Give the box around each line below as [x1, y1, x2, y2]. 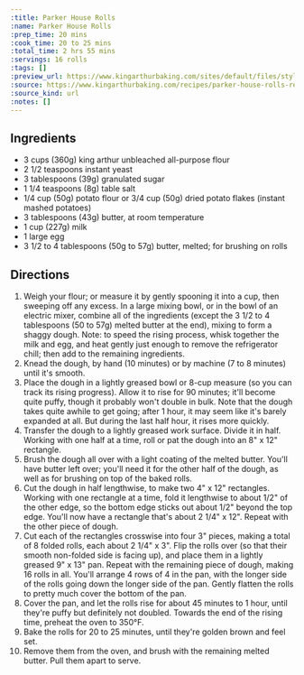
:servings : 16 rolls [10, 55, 88, 64]
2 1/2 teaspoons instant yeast [23, 164, 134, 175]
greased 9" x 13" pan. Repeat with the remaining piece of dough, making [23, 559, 294, 569]
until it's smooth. [23, 367, 86, 378]
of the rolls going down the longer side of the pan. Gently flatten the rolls [23, 578, 294, 589]
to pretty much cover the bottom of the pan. [23, 588, 188, 598]
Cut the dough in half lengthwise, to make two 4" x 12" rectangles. [23, 483, 270, 493]
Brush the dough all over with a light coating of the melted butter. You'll [23, 454, 288, 465]
